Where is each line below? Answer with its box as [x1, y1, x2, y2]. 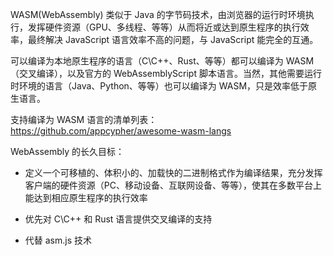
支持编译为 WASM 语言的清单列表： [10, 114, 158, 125]
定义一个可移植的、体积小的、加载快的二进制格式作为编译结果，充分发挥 [24, 167, 323, 178]
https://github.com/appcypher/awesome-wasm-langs [10, 125, 232, 137]
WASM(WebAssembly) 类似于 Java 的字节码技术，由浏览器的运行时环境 [10, 9, 306, 20]
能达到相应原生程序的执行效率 [24, 192, 148, 203]
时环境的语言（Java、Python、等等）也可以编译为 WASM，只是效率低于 [10, 80, 309, 92]
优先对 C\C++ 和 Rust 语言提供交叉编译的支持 [24, 213, 213, 225]
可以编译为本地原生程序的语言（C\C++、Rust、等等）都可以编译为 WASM [10, 55, 315, 67]
